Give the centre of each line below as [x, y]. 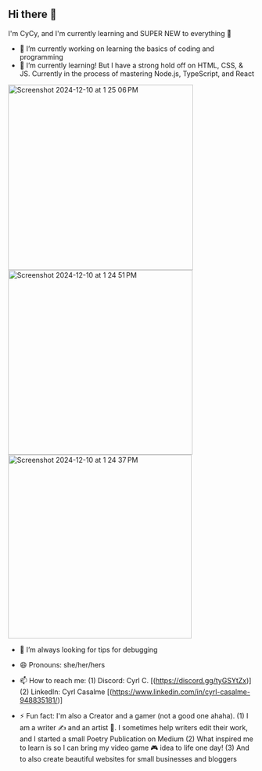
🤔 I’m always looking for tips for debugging [88, 649]
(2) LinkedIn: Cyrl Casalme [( [66, 692]
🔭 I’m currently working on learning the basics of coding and [117, 49]
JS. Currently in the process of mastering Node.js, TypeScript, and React [137, 73]
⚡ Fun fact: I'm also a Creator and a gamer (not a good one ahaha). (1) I [134, 715]
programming [41, 56]
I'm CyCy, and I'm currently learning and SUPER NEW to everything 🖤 [120, 33]
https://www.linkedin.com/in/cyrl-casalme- [181, 692]
